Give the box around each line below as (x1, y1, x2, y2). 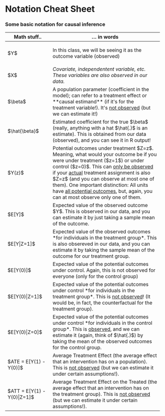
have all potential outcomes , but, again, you (52, 188, 153, 195)
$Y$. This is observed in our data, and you (52, 208, 151, 215)
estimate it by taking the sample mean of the (52, 247, 155, 254)
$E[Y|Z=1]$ (7, 240, 35, 247)
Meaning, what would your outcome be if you (52, 151, 157, 158)
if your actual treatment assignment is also (52, 169, 151, 176)
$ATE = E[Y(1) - (7, 358, 46, 365)
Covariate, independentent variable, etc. (52, 66, 146, 73)
